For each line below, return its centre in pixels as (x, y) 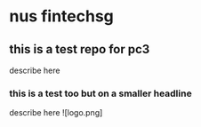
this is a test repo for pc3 (80, 49)
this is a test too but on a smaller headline (101, 93)
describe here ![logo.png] (56, 113)
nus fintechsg (61, 16)
